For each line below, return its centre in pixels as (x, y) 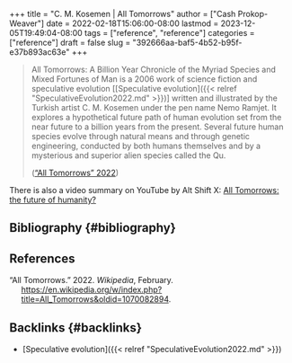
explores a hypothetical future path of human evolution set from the (156, 117)
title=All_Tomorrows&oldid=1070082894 (95, 299)
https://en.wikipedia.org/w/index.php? (92, 290)
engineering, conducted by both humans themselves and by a (146, 146)
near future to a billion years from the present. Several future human (157, 127)
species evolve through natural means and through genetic (140, 136)
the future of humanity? (53, 199)
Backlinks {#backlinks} (75, 328)
